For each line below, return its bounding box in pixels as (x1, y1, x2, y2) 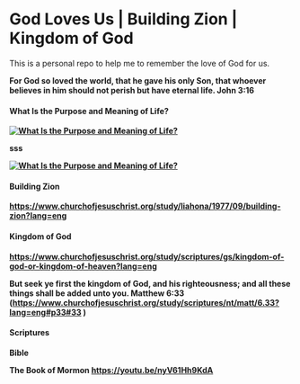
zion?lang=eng (9, 210, 67, 221)
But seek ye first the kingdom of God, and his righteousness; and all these (9, 278, 291, 289)
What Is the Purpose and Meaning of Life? (9, 105, 169, 116)
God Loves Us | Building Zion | (9, 9, 238, 30)
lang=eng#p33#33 (9, 307, 83, 317)
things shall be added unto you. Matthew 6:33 (9, 288, 185, 299)
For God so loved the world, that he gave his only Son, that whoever (9, 75, 267, 85)
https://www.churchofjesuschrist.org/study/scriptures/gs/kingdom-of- (9, 251, 285, 262)
